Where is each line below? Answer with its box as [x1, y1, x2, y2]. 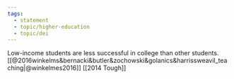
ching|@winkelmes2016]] [7, 64, 81, 72]
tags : [7, 10, 23, 17]
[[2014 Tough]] [82, 64, 127, 72]
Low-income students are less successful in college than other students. [7, 49, 219, 57]
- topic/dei [13, 29, 49, 37]
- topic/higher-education [13, 23, 90, 30]
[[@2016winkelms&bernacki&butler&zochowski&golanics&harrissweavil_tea [7, 57, 228, 65]
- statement [13, 17, 49, 24]
